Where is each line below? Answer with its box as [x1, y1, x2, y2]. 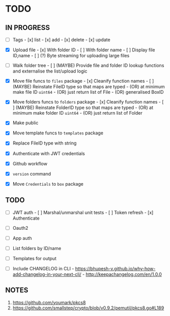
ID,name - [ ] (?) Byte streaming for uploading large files [12, 53, 129, 59]
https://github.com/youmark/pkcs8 [12, 299, 86, 305]
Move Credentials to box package [12, 181, 84, 187]
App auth [12, 235, 32, 241]
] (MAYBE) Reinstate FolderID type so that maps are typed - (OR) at [12, 104, 153, 111]
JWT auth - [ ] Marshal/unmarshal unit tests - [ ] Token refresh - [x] [12, 209, 154, 216]
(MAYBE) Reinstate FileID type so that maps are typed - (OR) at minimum [12, 84, 165, 90]
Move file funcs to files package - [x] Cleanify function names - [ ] [12, 78, 154, 84]
